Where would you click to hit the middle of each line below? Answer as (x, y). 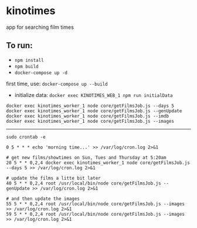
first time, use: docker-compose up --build (57, 83)
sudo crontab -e (26, 137)
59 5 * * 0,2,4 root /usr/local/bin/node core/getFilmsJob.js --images (95, 214)
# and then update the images (43, 199)
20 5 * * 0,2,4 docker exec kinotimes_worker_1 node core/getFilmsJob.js (98, 163)
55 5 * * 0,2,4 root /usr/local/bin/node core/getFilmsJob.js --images (95, 204)
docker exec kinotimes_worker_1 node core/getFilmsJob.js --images (90, 121)
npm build (27, 66)
